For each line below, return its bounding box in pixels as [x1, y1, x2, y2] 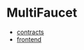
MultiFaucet [6, 5, 78, 21]
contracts [16, 28, 44, 36]
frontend [16, 35, 42, 43]
